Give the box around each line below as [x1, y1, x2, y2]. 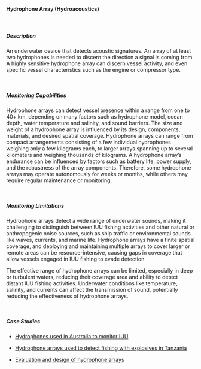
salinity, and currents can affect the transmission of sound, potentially [6, 286, 178, 294]
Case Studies [6, 317, 41, 325]
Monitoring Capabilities [6, 92, 67, 99]
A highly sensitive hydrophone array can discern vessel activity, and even [6, 60, 188, 67]
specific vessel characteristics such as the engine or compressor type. [6, 66, 181, 74]
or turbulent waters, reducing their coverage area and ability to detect [6, 273, 178, 281]
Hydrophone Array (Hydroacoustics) [6, 5, 100, 12]
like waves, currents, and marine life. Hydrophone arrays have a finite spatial [6, 237, 195, 244]
